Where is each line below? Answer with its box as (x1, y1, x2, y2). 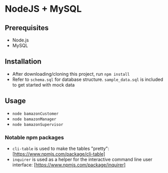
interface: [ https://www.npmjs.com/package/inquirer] (12, 162, 126, 168)
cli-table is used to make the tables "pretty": (12, 145, 109, 152)
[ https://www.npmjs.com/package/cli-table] (12, 150, 106, 157)
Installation (5, 57, 42, 66)
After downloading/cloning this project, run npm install (12, 71, 130, 77)
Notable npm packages (5, 134, 64, 141)
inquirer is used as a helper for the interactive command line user (12, 156, 153, 162)
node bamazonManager (12, 116, 57, 122)
